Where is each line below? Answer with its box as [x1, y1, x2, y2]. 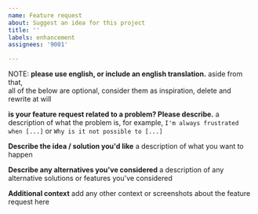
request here [8, 197, 49, 207]
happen [8, 150, 33, 160]
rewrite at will [8, 94, 52, 104]
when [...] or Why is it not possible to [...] [8, 127, 163, 136]
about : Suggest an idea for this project [8, 19, 146, 27]
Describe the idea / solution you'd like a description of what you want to [8, 142, 245, 151]
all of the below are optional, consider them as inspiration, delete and [8, 86, 231, 95]
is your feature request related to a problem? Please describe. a [8, 109, 220, 119]
